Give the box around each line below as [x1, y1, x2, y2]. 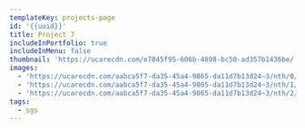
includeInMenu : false [9, 47, 92, 56]
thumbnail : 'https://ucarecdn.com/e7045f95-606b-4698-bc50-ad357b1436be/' [9, 55, 299, 64]
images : [9, 64, 39, 73]
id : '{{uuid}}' [9, 22, 67, 31]
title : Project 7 [9, 30, 75, 39]
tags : [9, 96, 30, 106]
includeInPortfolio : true [9, 38, 107, 48]
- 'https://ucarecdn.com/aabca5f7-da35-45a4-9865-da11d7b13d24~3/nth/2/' [17, 88, 302, 97]
